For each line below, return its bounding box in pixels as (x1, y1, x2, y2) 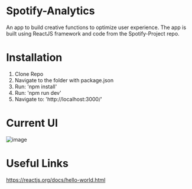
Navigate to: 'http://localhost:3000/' (14, 95, 102, 102)
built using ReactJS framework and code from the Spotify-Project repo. (6, 30, 180, 37)
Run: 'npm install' (14, 83, 57, 90)
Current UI (6, 117, 58, 130)
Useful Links (6, 157, 69, 170)
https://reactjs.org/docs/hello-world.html (6, 176, 106, 183)
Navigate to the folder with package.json (14, 76, 114, 84)
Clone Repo (14, 70, 44, 78)
